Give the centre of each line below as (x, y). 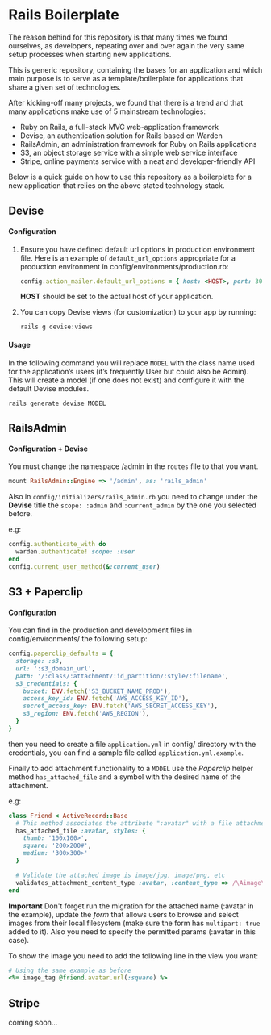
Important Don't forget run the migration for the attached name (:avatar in (131, 906)
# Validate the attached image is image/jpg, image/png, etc (121, 875)
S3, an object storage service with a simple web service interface (129, 152)
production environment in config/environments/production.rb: (124, 266)
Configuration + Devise (48, 449)
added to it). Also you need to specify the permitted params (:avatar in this (132, 931)
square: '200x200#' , (57, 846)
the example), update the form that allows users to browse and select (124, 914)
